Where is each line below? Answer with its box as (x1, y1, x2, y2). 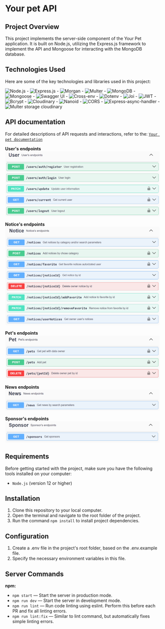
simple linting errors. (12, 618, 54, 624)
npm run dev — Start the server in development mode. (12, 598, 121, 603)
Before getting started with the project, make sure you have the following (5, 465, 153, 471)
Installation (5, 494, 40, 503)
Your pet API (5, 3, 57, 14)
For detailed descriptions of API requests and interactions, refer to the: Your (5, 131, 158, 137)
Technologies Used (5, 65, 65, 74)
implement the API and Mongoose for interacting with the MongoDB (5, 46, 142, 52)
